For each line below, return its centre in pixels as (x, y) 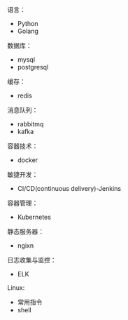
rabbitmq (30, 124)
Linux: (16, 288)
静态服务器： (26, 232)
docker (28, 160)
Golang (28, 31)
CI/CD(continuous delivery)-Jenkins (69, 188)
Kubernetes (34, 217)
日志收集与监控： (32, 260)
